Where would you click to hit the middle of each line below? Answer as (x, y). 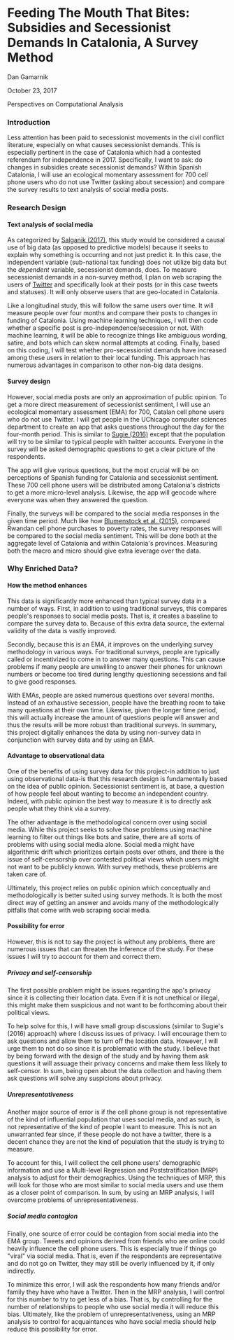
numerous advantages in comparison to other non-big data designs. (105, 365)
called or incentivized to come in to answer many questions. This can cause (116, 659)
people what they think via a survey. (59, 808)
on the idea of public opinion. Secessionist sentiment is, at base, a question (116, 786)
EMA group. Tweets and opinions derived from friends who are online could (116, 1241)
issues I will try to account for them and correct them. (85, 957)
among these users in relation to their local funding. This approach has (109, 358)
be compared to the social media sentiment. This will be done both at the (112, 536)
